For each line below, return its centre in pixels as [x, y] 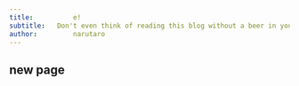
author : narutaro [57, 34]
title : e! [45, 17]
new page [37, 70]
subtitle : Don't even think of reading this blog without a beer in [143, 26]
